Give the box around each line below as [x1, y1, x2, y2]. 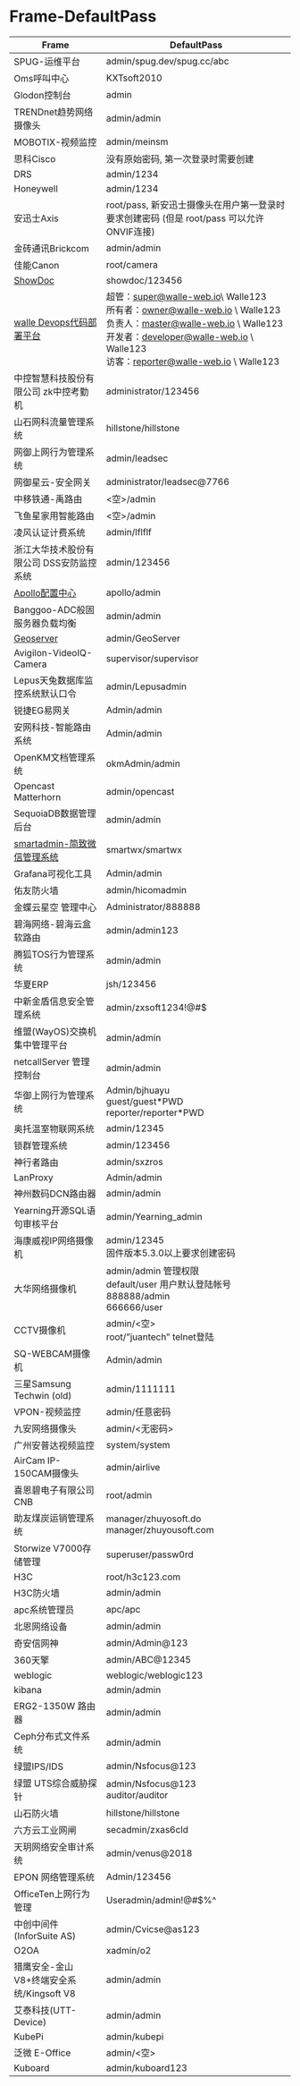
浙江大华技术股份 [13, 543, 87, 556]
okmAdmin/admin [105, 757, 180, 770]
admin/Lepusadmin [105, 680, 187, 693]
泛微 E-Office [13, 2047, 71, 2059]
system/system [105, 1438, 171, 1451]
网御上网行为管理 [13, 446, 87, 458]
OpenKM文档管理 [13, 751, 87, 763]
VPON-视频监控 [13, 1405, 81, 1418]
